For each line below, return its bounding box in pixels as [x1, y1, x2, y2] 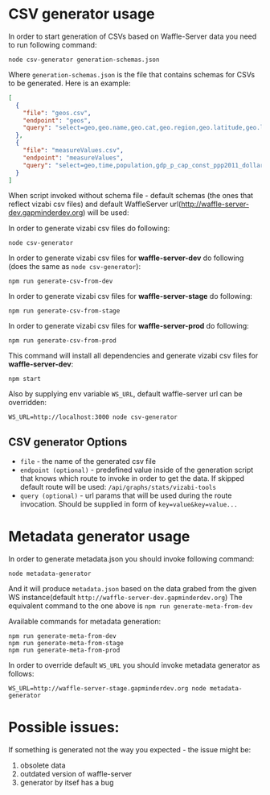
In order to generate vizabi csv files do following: [8, 223, 170, 234]
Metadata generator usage [8, 528, 190, 546]
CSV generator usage [8, 5, 155, 23]
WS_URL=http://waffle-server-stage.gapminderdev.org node [8, 685, 207, 693]
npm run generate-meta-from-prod [8, 646, 121, 655]
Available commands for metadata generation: [8, 617, 162, 627]
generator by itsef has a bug [19, 778, 114, 788]
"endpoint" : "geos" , [22, 116, 92, 125]
